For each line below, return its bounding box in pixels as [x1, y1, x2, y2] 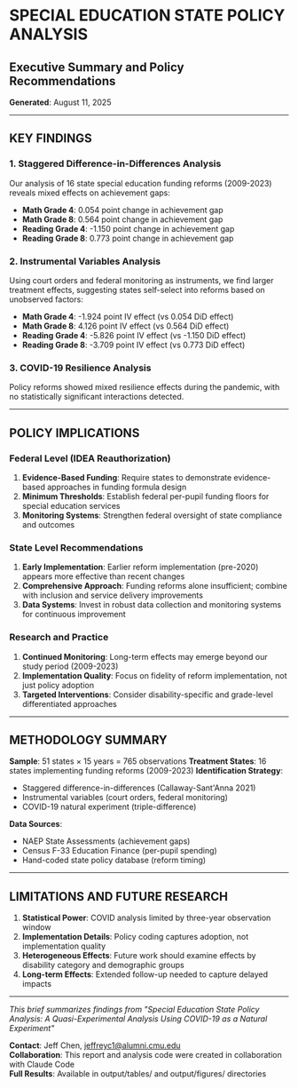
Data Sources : [9, 819, 63, 830]
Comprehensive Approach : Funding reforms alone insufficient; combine [21, 581, 288, 592]
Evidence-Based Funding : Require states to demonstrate [21, 472, 232, 482]
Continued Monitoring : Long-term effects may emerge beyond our [21, 651, 268, 662]
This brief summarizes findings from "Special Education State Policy [9, 1005, 260, 1015]
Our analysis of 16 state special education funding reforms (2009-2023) [9, 178, 272, 188]
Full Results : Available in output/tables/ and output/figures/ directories [9, 1068, 267, 1079]
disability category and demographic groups [21, 960, 184, 971]
